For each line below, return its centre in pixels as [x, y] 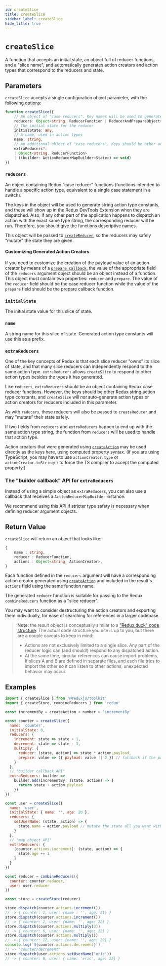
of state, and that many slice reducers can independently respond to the [79, 366]
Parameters [23, 86]
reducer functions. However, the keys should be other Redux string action [80, 392]
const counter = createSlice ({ [37, 721]
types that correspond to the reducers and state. [55, 70]
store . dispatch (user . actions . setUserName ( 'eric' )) [58, 954]
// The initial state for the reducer [54, 126]
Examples [21, 687]
